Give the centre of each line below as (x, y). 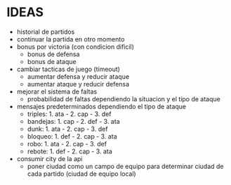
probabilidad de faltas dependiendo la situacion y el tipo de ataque (124, 98)
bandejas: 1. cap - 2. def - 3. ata (73, 121)
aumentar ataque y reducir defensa (78, 84)
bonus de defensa (53, 54)
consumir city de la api (49, 158)
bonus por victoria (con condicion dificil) (75, 46)
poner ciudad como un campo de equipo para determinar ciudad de (125, 166)
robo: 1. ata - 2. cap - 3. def (67, 143)
